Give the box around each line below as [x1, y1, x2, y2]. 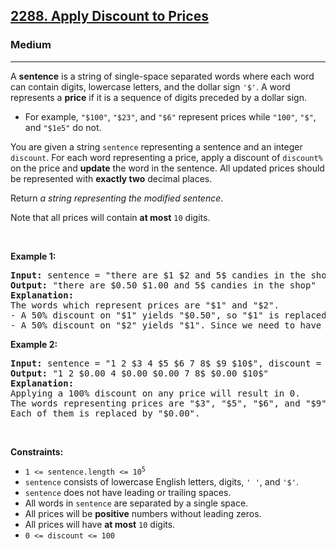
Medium [10, 38, 52, 52]
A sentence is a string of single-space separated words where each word [10, 70, 315, 82]
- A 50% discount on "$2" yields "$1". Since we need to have [10, 319, 322, 331]
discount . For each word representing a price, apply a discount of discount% [10, 151, 323, 163]
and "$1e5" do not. [24, 121, 102, 133]
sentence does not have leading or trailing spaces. [24, 486, 232, 498]
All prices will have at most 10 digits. [24, 518, 176, 530]
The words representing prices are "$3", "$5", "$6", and [10, 397, 301, 409]
